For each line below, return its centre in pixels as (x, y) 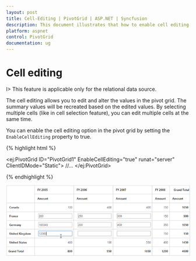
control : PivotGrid (30, 37)
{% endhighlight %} (30, 177)
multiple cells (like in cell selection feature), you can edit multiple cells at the (97, 113)
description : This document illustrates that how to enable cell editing (98, 25)
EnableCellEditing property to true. (49, 136)
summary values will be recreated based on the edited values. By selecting (96, 107)
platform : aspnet (27, 31)
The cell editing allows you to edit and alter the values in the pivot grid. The (96, 100)
